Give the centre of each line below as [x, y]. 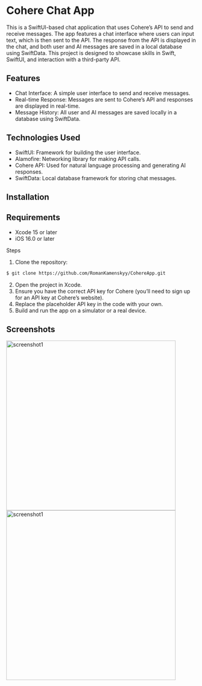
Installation [28, 197]
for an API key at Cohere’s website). [59, 298]
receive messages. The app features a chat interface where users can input [100, 33]
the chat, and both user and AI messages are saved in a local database [94, 47]
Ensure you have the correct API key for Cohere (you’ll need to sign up [103, 291]
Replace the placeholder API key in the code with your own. [89, 304]
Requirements [33, 217]
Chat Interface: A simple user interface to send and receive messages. [103, 93]
